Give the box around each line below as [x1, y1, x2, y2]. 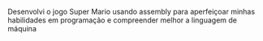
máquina [7, 24, 37, 33]
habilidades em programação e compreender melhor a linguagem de [7, 15, 237, 25]
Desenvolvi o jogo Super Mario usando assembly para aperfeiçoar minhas [7, 7, 256, 16]
